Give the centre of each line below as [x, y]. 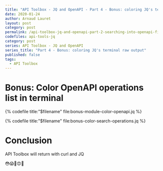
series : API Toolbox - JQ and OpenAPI [44, 46]
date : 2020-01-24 [23, 14]
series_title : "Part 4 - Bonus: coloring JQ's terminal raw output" [76, 50]
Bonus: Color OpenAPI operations [74, 88]
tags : [10, 59]
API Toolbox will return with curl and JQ [45, 154]
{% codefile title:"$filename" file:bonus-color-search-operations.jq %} [75, 121]
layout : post [18, 23]
